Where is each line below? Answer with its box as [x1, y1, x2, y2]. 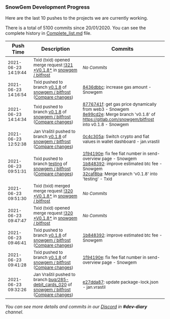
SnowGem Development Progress [5, 4, 90, 11]
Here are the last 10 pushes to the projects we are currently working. [5, 15, 148, 21]
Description [41, 46, 70, 53]
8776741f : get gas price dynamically [82, 101, 157, 107]
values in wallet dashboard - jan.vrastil [82, 139, 160, 145]
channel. [5, 309, 24, 315]
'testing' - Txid [82, 176, 112, 182]
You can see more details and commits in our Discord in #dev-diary [5, 304, 148, 310]
